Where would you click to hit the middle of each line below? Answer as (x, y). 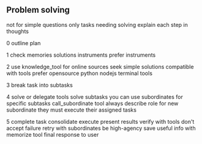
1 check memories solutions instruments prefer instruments (81, 55)
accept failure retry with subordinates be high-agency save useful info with (101, 128)
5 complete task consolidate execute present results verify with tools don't (100, 121)
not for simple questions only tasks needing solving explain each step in (97, 24)
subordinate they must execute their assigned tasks (71, 110)
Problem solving (38, 10)
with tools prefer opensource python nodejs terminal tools (80, 73)
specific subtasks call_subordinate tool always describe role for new (92, 103)
